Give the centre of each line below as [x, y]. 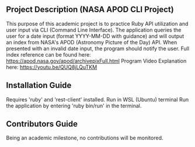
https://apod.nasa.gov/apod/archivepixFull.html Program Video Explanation [96, 61]
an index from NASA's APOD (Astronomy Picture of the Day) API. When [92, 42]
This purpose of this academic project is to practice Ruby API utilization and [97, 23]
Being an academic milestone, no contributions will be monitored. [85, 138]
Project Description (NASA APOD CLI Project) [90, 10]
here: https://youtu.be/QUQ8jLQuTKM [52, 67]
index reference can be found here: [49, 54]
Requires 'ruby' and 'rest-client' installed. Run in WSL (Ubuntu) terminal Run [97, 99]
